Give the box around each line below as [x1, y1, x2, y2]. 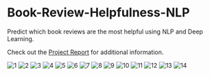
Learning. [7, 34, 34, 42]
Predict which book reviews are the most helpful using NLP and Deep [7, 27, 204, 36]
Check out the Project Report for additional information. [7, 48, 164, 56]
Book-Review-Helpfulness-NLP [7, 5, 190, 21]
